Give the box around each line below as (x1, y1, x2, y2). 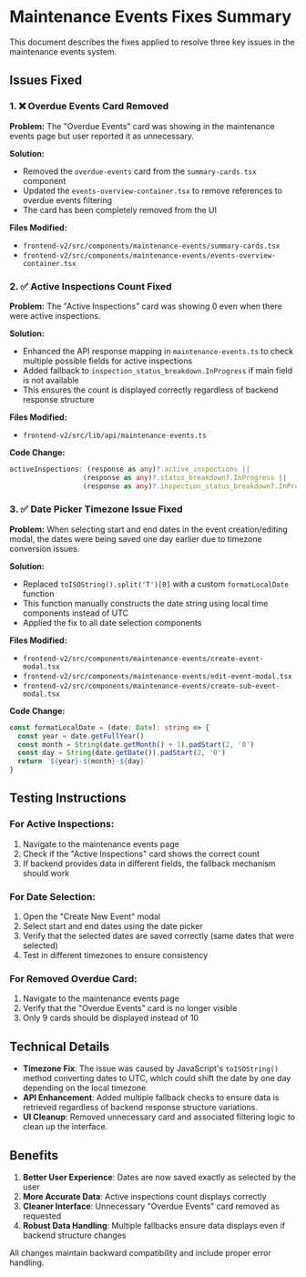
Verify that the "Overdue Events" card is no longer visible (22, 1003, 238, 1014)
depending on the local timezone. (22, 1082, 148, 1094)
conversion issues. (9, 543, 80, 554)
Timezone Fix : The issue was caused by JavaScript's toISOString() (22, 1063, 280, 1074)
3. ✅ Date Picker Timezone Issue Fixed (9, 503, 184, 516)
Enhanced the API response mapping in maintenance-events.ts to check (22, 345, 294, 356)
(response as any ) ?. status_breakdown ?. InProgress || (82, 473, 287, 482)
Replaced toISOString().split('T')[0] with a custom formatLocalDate (22, 578, 290, 589)
